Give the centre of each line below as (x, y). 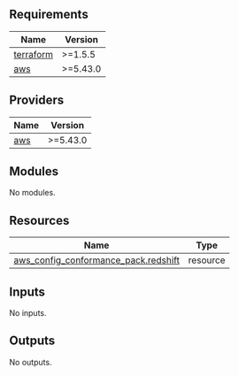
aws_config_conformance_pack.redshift (96, 260)
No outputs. (31, 362)
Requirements (49, 15)
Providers (37, 100)
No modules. (32, 193)
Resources (39, 220)
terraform (34, 54)
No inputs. (28, 313)
